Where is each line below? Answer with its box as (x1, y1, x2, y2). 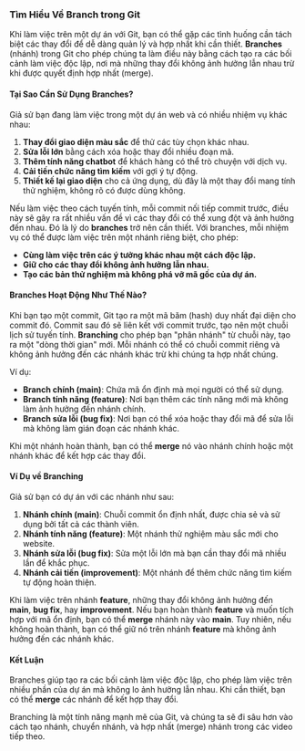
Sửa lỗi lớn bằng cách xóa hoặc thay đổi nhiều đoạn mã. (22, 146, 235, 157)
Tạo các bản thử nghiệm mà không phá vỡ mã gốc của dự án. (22, 268, 258, 279)
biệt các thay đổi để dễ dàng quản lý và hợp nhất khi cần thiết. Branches (9, 38, 282, 49)
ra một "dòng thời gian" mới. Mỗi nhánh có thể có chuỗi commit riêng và (9, 339, 280, 349)
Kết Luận (9, 654, 44, 665)
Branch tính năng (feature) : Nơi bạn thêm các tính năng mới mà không (22, 393, 289, 404)
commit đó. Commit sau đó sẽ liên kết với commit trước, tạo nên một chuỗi (9, 319, 289, 330)
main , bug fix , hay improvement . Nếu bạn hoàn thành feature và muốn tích (9, 604, 294, 615)
